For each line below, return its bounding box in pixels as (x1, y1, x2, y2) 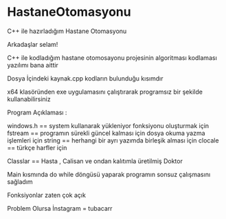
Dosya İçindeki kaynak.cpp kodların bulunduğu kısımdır (7, 74, 163, 83)
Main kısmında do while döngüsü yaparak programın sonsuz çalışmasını (7, 170, 211, 178)
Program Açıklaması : (7, 108, 67, 116)
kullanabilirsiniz (7, 94, 51, 103)
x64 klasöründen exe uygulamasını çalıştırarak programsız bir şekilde (7, 87, 203, 96)
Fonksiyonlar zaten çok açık (7, 191, 86, 199)
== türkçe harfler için (7, 143, 67, 152)
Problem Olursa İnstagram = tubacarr (7, 204, 113, 212)
